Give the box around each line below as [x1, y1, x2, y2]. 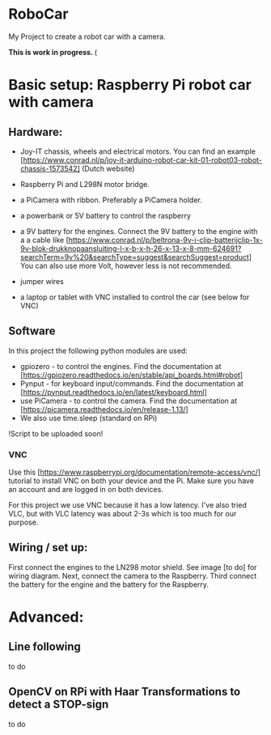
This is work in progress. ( [8, 47, 98, 57]
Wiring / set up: [8, 541, 88, 554]
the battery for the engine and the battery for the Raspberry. [8, 580, 209, 589]
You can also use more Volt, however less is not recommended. [19, 261, 232, 270]
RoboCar [8, 5, 69, 23]
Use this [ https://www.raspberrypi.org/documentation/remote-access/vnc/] [8, 467, 261, 478]
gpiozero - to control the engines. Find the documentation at [19, 361, 222, 371]
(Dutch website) [82, 164, 135, 173]
